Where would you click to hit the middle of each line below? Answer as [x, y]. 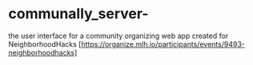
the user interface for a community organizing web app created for [118, 36]
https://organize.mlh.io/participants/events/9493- [163, 44]
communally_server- [78, 14]
